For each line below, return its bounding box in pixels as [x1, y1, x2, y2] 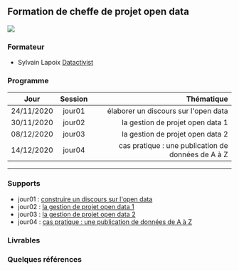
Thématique [186, 94, 228, 104]
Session [60, 94, 88, 104]
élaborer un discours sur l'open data [107, 106, 228, 116]
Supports [7, 179, 41, 188]
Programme [7, 76, 49, 86]
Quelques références [7, 254, 82, 264]
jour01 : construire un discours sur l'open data [17, 195, 153, 203]
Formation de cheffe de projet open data [7, 6, 190, 18]
